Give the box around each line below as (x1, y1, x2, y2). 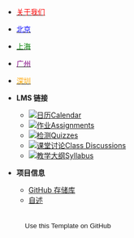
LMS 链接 (15, 93, 49, 103)
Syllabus (64, 151, 94, 160)
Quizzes (50, 130, 79, 140)
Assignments (50, 121, 95, 130)
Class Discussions (64, 141, 127, 150)
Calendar (50, 110, 82, 120)
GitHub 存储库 (28, 185, 76, 194)
